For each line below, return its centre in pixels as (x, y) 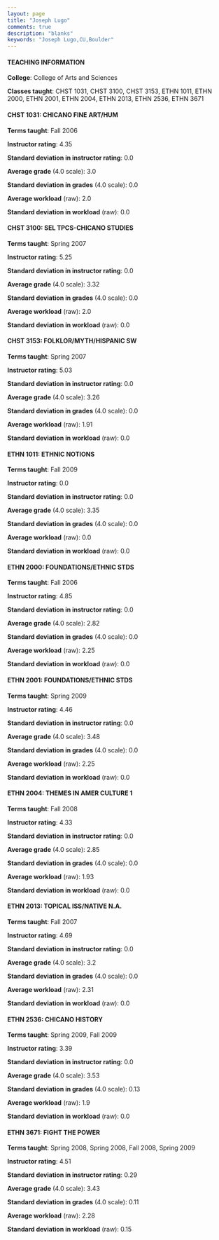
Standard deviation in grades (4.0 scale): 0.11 (73, 1202)
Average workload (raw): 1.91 (50, 424)
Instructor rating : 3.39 (40, 1049)
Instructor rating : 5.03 (40, 370)
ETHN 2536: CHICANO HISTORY (55, 1019)
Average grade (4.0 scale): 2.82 (54, 624)
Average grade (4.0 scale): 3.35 (54, 510)
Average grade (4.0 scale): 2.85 (54, 849)
